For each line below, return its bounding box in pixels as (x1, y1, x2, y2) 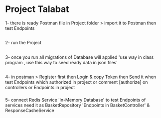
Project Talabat (5, 3, 69, 15)
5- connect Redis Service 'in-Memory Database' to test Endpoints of (5, 97, 146, 103)
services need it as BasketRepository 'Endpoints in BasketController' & (5, 102, 150, 108)
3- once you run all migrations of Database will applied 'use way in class (5, 54, 154, 60)
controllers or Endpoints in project (5, 85, 75, 91)
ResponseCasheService (5, 108, 55, 114)
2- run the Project (5, 40, 42, 46)
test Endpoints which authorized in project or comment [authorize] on (5, 79, 148, 85)
